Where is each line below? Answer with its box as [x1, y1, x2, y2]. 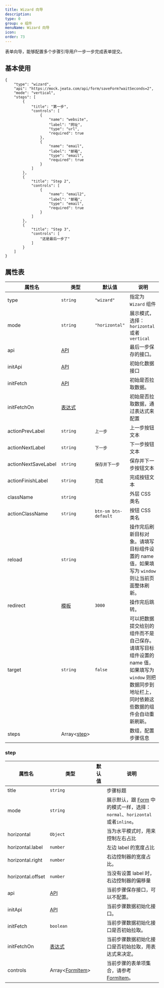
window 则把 [129, 674, 156, 681]
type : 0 [5, 16, 21, 21]
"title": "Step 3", [31, 227, 71, 232]
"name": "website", [48, 117, 89, 122]
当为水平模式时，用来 [106, 827, 156, 834]
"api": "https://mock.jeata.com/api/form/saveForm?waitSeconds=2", [14, 86, 154, 91]
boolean [49, 923, 67, 929]
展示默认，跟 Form [106, 796, 150, 803]
